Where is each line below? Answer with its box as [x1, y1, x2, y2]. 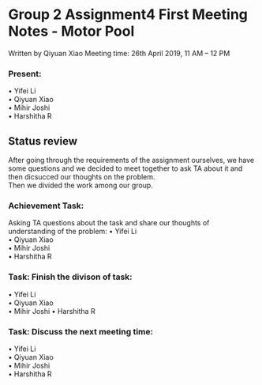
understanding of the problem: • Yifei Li [8, 227, 137, 236]
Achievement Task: [8, 200, 84, 211]
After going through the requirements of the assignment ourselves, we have [8, 156, 255, 165]
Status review [8, 134, 77, 148]
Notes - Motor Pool [8, 22, 135, 40]
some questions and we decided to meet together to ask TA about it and [8, 164, 243, 173]
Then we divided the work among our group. [8, 180, 154, 191]
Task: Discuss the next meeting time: [8, 326, 154, 337]
